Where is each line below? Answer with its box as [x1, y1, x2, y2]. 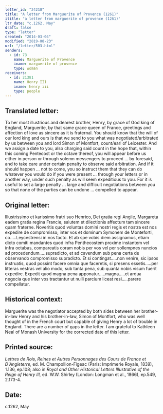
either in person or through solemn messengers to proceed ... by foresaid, [5, 156, 153, 162]
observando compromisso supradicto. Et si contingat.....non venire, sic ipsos [5, 255, 159, 261]
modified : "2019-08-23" [5, 39, 54, 44]
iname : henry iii [14, 84, 49, 89]
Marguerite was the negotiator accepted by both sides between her [5, 308, 141, 314]
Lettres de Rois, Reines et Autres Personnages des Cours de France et [5, 356, 146, 362]
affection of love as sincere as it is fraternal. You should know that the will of [5, 130, 158, 136]
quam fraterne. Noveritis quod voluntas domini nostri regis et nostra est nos [5, 225, 157, 230]
